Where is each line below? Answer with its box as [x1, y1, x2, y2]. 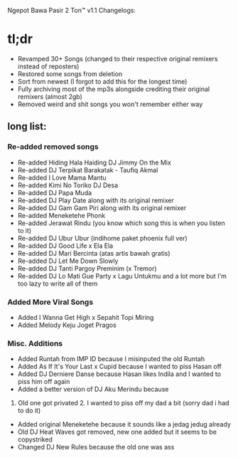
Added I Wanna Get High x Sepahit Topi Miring [17, 313, 154, 321]
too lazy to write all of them [17, 279, 98, 288]
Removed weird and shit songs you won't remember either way [17, 100, 203, 108]
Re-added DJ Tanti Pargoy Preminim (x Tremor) [17, 264, 158, 273]
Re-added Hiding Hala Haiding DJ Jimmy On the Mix [17, 158, 172, 167]
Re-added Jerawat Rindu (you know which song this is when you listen [17, 219, 225, 227]
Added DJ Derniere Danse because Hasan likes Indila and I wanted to [17, 370, 222, 378]
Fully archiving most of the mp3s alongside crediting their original [17, 85, 210, 93]
